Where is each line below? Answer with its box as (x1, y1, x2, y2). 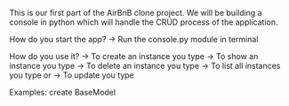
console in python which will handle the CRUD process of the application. (9, 17, 278, 27)
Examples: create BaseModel (9, 87, 116, 97)
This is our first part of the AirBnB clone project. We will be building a (9, 8, 262, 18)
